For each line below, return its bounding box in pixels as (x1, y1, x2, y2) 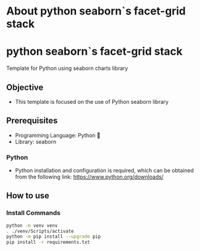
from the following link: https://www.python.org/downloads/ (14, 173, 164, 180)
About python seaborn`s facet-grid (6, 4, 186, 18)
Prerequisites (6, 116, 58, 126)
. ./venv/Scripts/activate (6, 228, 74, 234)
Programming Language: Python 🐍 (14, 132, 101, 139)
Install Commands (6, 209, 61, 217)
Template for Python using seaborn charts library (6, 65, 128, 72)
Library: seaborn (14, 138, 57, 145)
